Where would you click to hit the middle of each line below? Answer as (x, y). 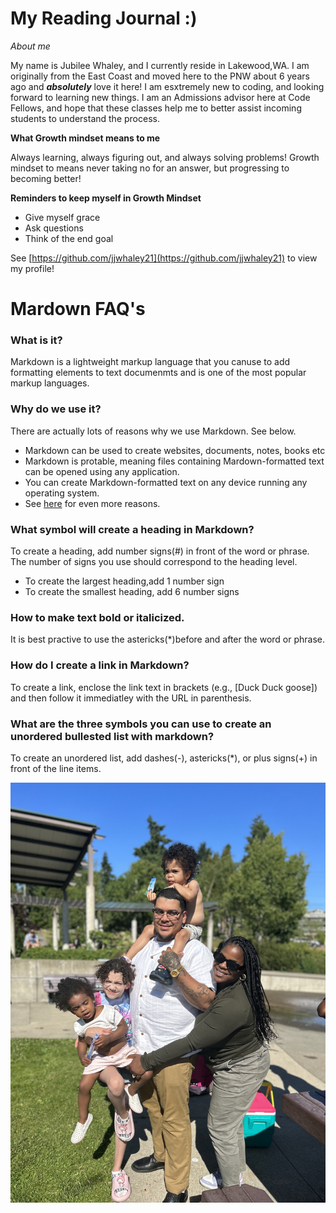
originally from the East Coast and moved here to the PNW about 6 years (160, 76)
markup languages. (50, 383)
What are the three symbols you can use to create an (141, 724)
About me (30, 46)
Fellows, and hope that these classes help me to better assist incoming (156, 108)
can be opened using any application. (102, 471)
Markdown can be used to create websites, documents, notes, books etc (175, 450)
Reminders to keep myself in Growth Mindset (106, 198)
